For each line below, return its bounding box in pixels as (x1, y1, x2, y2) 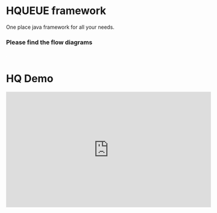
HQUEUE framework (6, 4, 106, 18)
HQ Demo (6, 72, 54, 86)
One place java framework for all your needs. (6, 23, 115, 31)
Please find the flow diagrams (6, 38, 92, 46)
